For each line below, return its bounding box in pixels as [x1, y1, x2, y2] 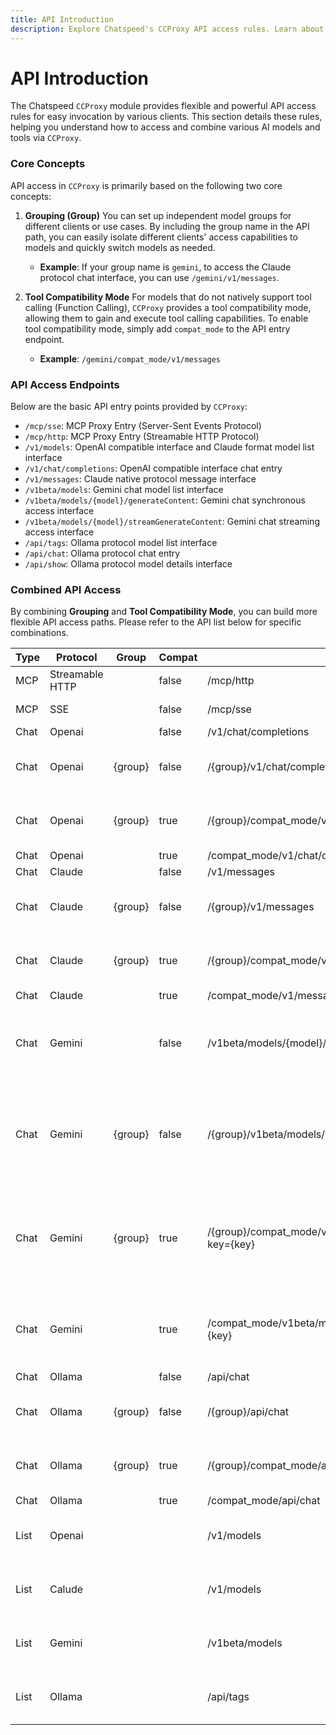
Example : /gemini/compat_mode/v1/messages [39, 352, 221, 365]
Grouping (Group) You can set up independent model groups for [24, 209, 292, 221]
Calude [49, 1582, 84, 1596]
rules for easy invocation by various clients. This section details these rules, [10, 111, 323, 123]
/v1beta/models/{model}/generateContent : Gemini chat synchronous [24, 494, 306, 506]
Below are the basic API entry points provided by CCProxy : [10, 401, 248, 413]
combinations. [10, 627, 69, 639]
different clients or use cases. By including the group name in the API [24, 220, 310, 232]
